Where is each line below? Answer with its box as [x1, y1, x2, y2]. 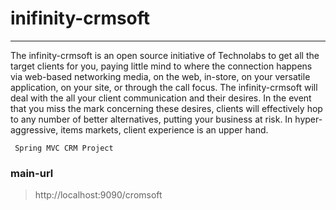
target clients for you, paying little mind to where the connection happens [10, 60, 313, 72]
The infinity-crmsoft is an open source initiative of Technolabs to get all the [10, 49, 320, 61]
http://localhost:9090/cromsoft [34, 189, 163, 201]
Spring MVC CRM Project [14, 143, 114, 153]
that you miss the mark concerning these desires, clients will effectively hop [10, 102, 323, 114]
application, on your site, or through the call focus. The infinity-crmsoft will [10, 81, 318, 93]
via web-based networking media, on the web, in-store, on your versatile [10, 70, 311, 82]
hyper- [294, 113, 323, 125]
